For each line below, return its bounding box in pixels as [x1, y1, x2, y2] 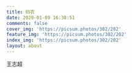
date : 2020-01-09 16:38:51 [6, 15, 75, 21]
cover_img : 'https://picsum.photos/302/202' [6, 26, 122, 32]
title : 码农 [6, 9, 35, 15]
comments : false [6, 20, 48, 26]
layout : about [6, 43, 43, 49]
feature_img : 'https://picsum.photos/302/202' [6, 32, 127, 38]
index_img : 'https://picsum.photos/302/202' [6, 37, 122, 43]
